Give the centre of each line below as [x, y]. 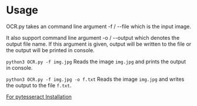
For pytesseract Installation [39, 97]
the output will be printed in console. [51, 50]
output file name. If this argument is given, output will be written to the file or [99, 44]
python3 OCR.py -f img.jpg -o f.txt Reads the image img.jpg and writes [95, 79]
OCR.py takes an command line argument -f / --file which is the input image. [99, 26]
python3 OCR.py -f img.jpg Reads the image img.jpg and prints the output [96, 61]
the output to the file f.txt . [39, 85]
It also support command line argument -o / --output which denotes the [93, 37]
